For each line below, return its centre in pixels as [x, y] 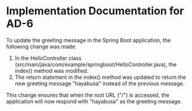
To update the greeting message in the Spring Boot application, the [89, 40]
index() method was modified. [52, 70]
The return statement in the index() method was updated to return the [100, 77]
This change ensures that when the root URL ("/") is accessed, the [88, 95]
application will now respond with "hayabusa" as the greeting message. [94, 101]
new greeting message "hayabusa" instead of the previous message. [100, 83]
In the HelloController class [48, 58]
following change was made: [41, 47]
